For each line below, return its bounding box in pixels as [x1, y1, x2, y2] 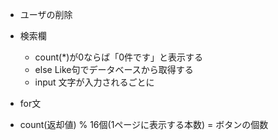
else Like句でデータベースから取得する [34, 64, 194, 75]
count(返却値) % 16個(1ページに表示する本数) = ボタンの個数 [19, 119, 269, 130]
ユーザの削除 [19, 9, 73, 20]
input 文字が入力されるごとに [34, 76, 155, 88]
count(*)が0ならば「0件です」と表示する [34, 51, 204, 63]
